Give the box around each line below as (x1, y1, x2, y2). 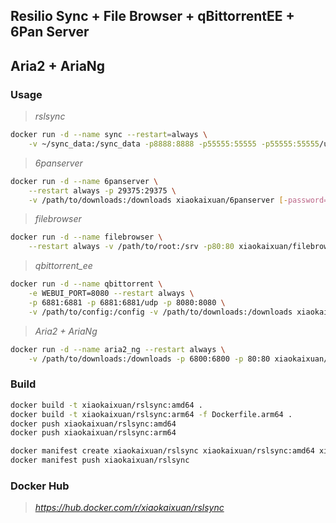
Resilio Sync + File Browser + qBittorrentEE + (10, 8, 295, 25)
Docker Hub (10, 479, 70, 493)
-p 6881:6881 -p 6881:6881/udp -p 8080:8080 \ (28, 297, 226, 308)
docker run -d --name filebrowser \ (10, 232, 163, 243)
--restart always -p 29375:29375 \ (28, 185, 177, 196)
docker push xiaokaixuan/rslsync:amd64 (10, 419, 177, 429)
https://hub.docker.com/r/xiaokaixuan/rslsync (34, 502, 225, 514)
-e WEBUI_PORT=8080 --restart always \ (28, 289, 195, 299)
